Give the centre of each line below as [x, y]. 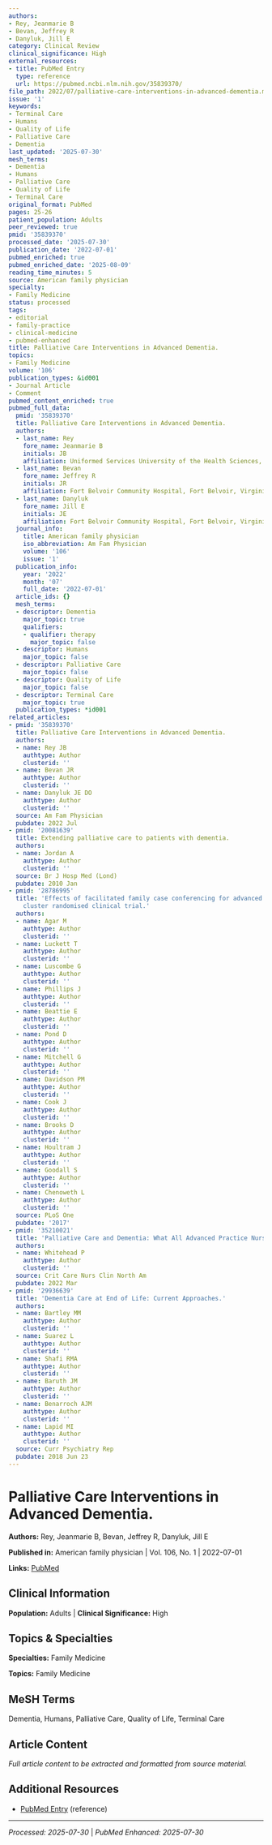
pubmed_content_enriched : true [61, 401]
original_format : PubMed [50, 204]
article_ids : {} [43, 597]
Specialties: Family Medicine [57, 1658]
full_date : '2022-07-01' [65, 589]
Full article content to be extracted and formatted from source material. [128, 1763]
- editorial [28, 317]
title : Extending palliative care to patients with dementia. [123, 838]
